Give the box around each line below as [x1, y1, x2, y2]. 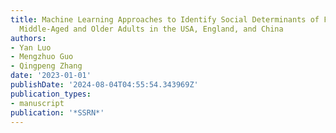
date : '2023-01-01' [10, 71, 92, 81]
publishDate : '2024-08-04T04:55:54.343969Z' [10, 80, 199, 90]
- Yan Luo [10, 42, 52, 53]
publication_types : [10, 89, 92, 99]
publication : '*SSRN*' [10, 107, 105, 118]
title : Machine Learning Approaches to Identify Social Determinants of [10, 14, 320, 25]
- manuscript [10, 98, 65, 108]
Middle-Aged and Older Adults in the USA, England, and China [19, 24, 284, 34]
